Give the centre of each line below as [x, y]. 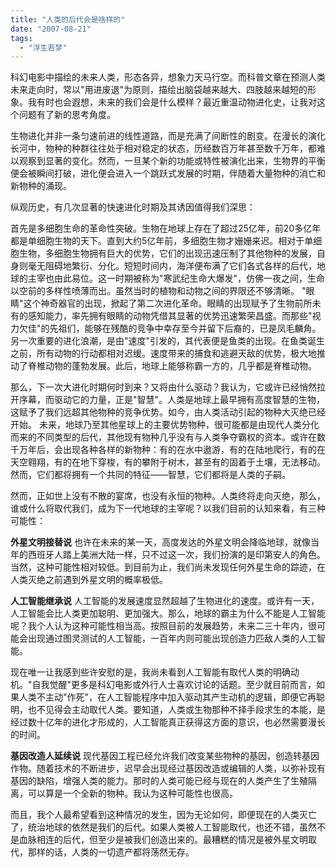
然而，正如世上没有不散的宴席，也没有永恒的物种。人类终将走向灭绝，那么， [168, 496]
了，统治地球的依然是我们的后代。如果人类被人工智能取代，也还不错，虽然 [163, 827]
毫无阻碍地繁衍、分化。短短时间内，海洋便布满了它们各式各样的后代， [172, 266]
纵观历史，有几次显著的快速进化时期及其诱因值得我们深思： [133, 207]
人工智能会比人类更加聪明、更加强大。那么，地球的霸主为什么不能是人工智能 [168, 613]
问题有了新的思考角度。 [67, 115]
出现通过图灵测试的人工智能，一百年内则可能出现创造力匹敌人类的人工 [172, 638]
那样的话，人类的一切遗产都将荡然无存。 [111, 852]
